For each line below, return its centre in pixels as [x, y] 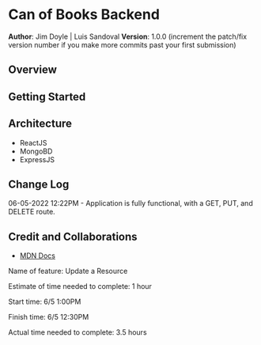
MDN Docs [37, 256]
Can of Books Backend [84, 15]
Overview [33, 70]
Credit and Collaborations [73, 236]
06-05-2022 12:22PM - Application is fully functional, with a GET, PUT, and [130, 203]
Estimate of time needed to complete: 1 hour [80, 286]
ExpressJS [37, 159]
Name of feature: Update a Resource [68, 271]
